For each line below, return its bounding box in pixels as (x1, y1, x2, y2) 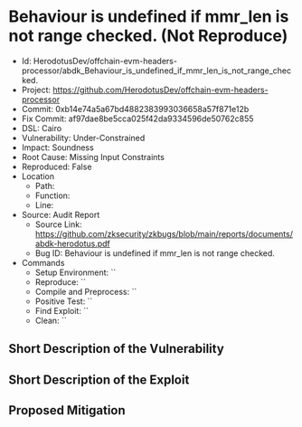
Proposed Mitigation (8, 403, 126, 418)
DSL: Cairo (21, 122, 62, 133)
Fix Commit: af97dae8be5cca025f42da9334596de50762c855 (21, 113, 254, 124)
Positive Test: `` (34, 296, 93, 307)
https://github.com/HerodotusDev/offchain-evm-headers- (52, 84, 269, 95)
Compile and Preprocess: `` (34, 286, 137, 297)
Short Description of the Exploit (8, 372, 190, 387)
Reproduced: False (21, 161, 92, 172)
